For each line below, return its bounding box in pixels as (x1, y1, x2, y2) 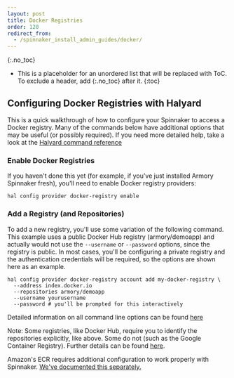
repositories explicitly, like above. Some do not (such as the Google (7, 334, 202, 342)
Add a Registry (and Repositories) (7, 209, 125, 219)
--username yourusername (13, 294, 86, 301)
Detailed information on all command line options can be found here (7, 313, 203, 321)
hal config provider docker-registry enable (7, 193, 139, 200)
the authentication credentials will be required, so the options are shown (7, 254, 216, 263)
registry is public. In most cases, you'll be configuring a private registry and (7, 247, 226, 256)
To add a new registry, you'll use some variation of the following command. (7, 225, 224, 233)
